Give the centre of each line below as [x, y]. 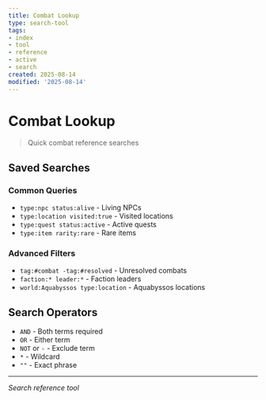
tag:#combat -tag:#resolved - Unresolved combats [103, 271]
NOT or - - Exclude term [57, 349]
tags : [17, 30]
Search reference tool [44, 388]
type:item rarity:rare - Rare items [78, 233]
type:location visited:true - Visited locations [97, 216]
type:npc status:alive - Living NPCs [80, 208]
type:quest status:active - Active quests [88, 225]
